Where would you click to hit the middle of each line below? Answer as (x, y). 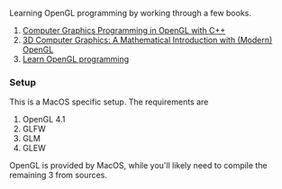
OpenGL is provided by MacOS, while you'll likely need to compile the (138, 166)
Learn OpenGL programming (76, 59)
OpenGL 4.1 (44, 120)
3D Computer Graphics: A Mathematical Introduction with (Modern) (147, 40)
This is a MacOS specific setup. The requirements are (109, 102)
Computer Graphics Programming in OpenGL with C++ (124, 30)
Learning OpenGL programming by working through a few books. (131, 13)
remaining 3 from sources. (59, 175)
